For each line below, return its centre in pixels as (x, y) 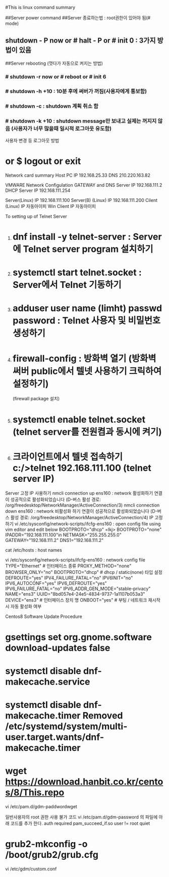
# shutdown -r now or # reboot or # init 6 (56, 76)
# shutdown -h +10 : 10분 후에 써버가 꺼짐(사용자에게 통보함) (76, 91)
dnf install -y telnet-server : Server (87, 237)
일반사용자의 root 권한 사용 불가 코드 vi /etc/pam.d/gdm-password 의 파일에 (81, 817)
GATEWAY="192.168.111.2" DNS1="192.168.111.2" (54, 540)
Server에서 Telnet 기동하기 (67, 285)
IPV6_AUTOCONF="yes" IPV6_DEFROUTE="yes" (56, 583)
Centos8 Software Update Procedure (44, 616)
